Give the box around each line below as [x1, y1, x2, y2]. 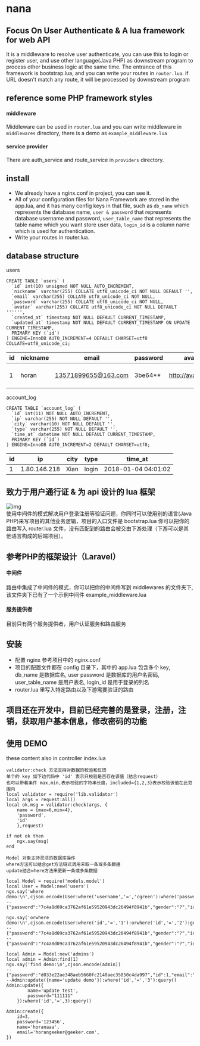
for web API [6, 35, 51, 45]
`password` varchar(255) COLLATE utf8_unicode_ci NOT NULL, [11, 299, 164, 305]
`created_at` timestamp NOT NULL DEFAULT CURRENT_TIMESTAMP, [11, 315, 167, 320]
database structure [6, 251, 79, 261]
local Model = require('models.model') [6, 878, 105, 885]
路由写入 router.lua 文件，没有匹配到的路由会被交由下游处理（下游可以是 [6, 525, 184, 532]
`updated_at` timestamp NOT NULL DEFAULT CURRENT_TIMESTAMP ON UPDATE [11, 320, 190, 326]
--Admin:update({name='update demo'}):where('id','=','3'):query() [6, 977, 177, 983]
